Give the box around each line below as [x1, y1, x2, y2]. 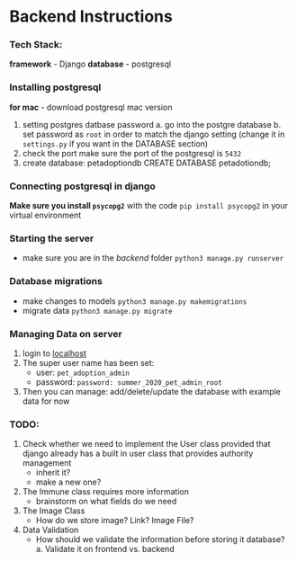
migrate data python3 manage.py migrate [22, 305, 173, 316]
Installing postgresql [9, 81, 102, 93]
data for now [22, 396, 70, 406]
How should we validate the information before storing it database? [35, 534, 285, 545]
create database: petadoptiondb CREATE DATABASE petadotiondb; [22, 157, 272, 168]
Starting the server [9, 232, 94, 245]
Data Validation [22, 524, 79, 536]
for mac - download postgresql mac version [9, 102, 173, 112]
